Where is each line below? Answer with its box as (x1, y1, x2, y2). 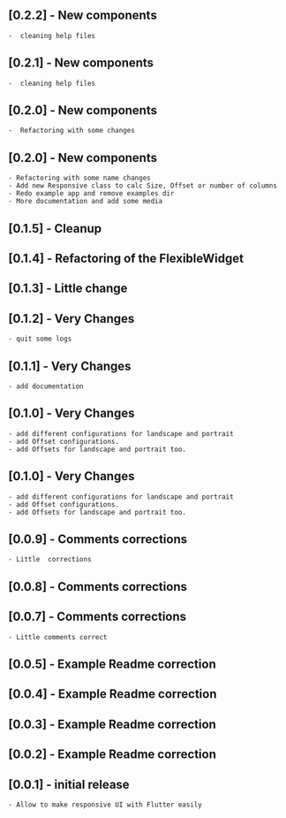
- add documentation (8, 382, 85, 391)
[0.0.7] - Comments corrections (8, 609, 187, 624)
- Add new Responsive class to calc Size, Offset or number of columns (8, 181, 277, 190)
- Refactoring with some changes (8, 126, 136, 135)
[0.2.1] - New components (8, 56, 154, 71)
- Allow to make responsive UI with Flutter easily (8, 800, 202, 809)
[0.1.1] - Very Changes (8, 358, 132, 373)
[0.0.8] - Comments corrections (8, 579, 187, 594)
